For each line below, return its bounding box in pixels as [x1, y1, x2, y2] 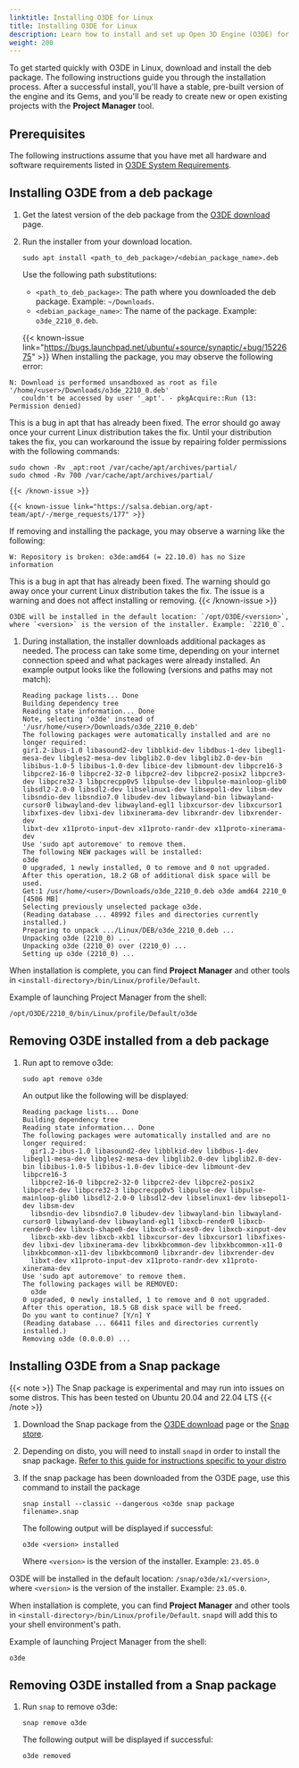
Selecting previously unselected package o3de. [21, 902, 203, 911]
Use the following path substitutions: [21, 269, 158, 280]
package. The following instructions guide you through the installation [9, 72, 266, 83]
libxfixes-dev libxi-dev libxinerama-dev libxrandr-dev [21, 808, 235, 817]
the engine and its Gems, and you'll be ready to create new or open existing [9, 91, 288, 102]
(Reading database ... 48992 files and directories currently [21, 909, 259, 919]
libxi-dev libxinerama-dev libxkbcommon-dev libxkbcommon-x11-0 [38, 1240, 283, 1249]
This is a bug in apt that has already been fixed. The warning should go [9, 576, 270, 587]
